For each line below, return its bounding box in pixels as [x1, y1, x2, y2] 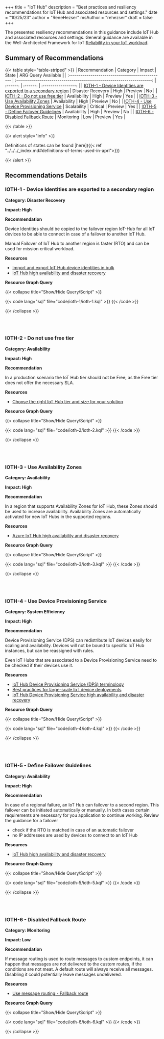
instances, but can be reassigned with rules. [5, 648, 94, 654]
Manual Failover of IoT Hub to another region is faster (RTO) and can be [5, 240, 149, 246]
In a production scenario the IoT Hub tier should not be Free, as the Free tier [5, 374, 158, 380]
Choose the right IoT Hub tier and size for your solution [12, 398, 123, 404]
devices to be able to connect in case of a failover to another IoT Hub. [5, 231, 146, 237]
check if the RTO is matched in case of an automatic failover [12, 827, 134, 833]
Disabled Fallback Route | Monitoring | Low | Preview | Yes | [5, 114, 126, 120]
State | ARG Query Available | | [5, 72, 67, 78]
